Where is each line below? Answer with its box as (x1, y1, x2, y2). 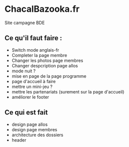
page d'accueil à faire (11, 78, 56, 84)
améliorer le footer (11, 94, 50, 100)
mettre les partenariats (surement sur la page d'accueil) (11, 88, 125, 94)
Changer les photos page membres (11, 58, 83, 63)
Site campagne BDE (4, 20, 45, 26)
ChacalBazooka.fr (4, 3, 79, 15)
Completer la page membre (11, 52, 67, 58)
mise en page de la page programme (11, 73, 87, 79)
